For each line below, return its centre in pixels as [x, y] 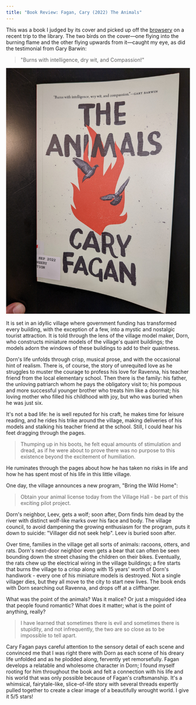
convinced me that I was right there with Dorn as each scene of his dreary [95, 653]
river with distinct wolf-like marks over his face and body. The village [89, 520]
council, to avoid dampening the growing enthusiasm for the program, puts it [98, 527]
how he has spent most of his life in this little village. [69, 474]
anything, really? [26, 611]
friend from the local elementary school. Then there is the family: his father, [97, 378]
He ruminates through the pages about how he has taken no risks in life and [97, 467]
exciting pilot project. [45, 503]
